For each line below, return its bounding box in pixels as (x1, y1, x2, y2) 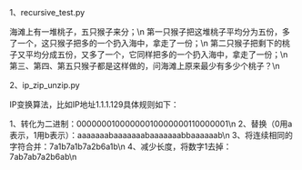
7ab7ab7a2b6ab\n (9, 152, 77, 162)
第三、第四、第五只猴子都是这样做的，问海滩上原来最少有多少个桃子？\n (9, 61, 280, 71)
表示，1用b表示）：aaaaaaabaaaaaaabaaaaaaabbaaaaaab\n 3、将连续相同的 (9, 130, 293, 140)
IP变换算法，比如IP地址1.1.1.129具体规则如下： (9, 99, 179, 110)
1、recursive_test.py (9, 7, 86, 17)
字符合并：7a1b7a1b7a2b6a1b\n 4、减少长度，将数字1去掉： (9, 141, 232, 152)
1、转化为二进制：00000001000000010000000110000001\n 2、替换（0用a (9, 118, 293, 129)
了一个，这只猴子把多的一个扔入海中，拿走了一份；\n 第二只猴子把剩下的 (9, 38, 283, 48)
